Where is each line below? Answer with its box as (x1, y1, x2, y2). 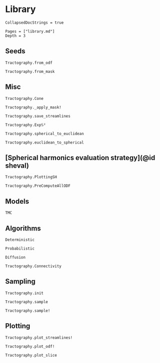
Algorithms (5, 224, 41, 232)
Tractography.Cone (5, 96, 44, 101)
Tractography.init (5, 290, 44, 296)
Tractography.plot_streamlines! (5, 335, 73, 340)
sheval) (5, 161, 29, 170)
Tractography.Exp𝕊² (5, 122, 46, 128)
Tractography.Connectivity (5, 264, 62, 269)
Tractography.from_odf (5, 60, 53, 65)
